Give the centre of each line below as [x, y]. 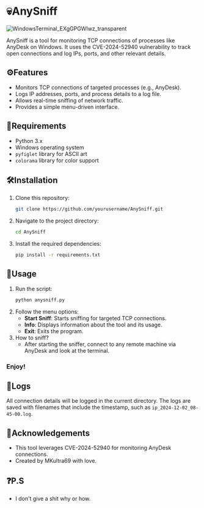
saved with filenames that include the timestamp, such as [78, 407]
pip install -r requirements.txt [58, 255]
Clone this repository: [42, 198]
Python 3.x [29, 141]
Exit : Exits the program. [54, 331]
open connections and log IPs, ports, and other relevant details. [86, 53]
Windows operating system [49, 147]
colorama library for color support [57, 160]
